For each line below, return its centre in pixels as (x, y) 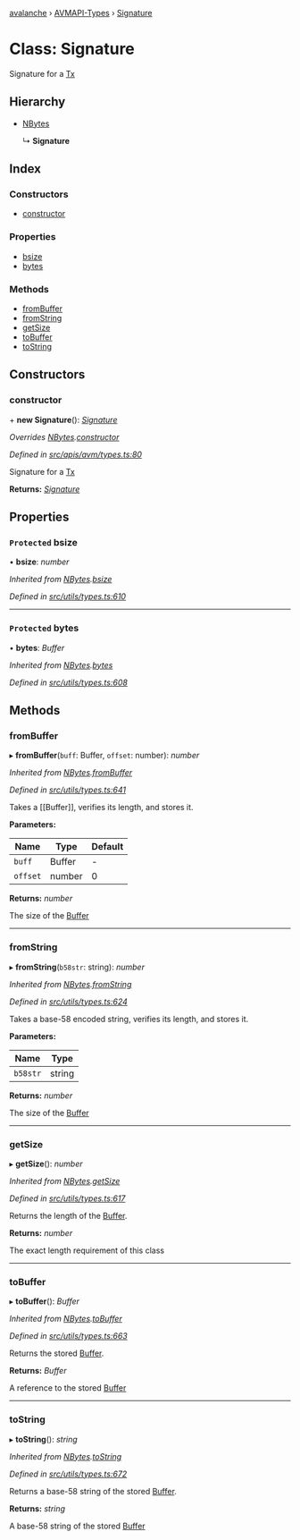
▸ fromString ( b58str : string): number (77, 967)
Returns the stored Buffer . (57, 1353)
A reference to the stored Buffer (68, 1388)
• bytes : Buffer (37, 647)
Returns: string (37, 1508)
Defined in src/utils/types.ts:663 (68, 1336)
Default (108, 847)
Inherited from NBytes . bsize (61, 580)
